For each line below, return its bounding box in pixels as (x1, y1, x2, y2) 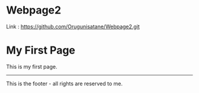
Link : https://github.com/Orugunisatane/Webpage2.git (6, 23, 140, 30)
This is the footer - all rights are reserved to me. (6, 80, 123, 87)
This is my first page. (6, 63, 57, 70)
